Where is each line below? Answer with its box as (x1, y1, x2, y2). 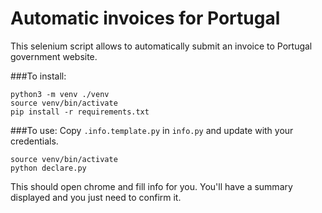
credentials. (10, 135, 59, 147)
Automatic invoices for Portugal (10, 7, 281, 30)
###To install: (10, 70, 67, 82)
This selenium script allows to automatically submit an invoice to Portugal (10, 40, 313, 52)
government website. (10, 50, 98, 62)
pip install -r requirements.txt (10, 107, 150, 117)
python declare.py (10, 163, 87, 173)
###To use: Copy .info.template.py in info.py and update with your (10, 124, 294, 136)
